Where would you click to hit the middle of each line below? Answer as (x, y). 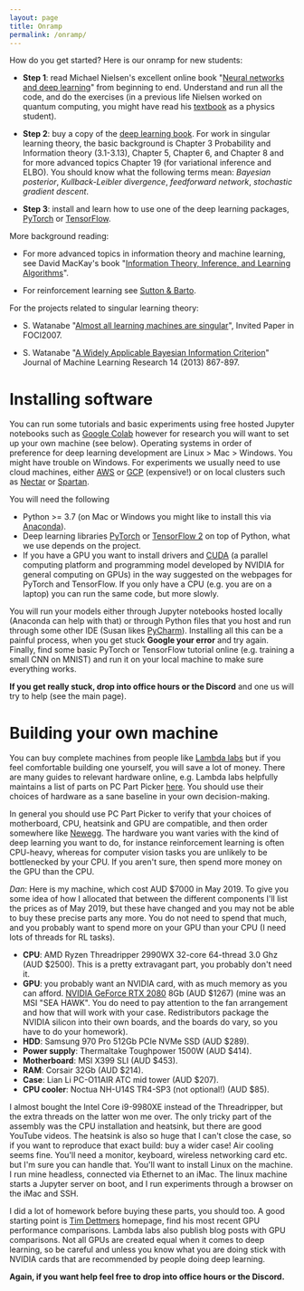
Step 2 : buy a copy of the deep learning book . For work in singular (146, 134)
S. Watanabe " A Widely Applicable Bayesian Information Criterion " (146, 353)
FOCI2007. (42, 335)
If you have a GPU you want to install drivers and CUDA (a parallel (145, 555)
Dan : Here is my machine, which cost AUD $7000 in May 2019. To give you (149, 889)
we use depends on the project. (82, 546)
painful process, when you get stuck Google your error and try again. (139, 640)
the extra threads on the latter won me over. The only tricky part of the (141, 1117)
